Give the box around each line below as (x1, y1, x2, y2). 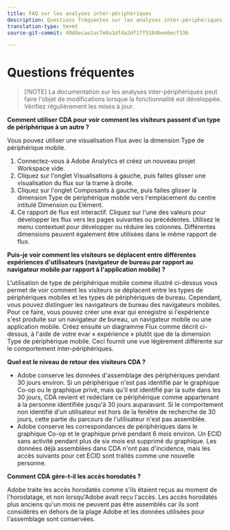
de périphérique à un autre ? (7, 123, 89, 131)
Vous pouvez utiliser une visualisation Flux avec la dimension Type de (7, 136, 205, 145)
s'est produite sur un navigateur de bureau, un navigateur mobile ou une (7, 315, 211, 324)
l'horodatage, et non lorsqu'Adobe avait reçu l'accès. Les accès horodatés (7, 493, 218, 501)
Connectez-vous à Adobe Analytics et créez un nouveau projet (16, 157, 196, 165)
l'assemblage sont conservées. (7, 515, 95, 523)
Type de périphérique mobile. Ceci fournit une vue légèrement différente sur (7, 337, 223, 346)
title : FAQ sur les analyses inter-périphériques (7, 10, 152, 17)
